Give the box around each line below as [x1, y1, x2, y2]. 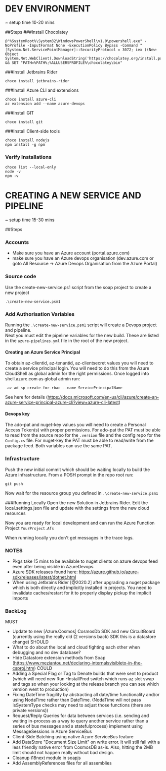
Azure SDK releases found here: [12, 569, 78, 575]
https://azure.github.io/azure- [79, 569, 139, 575]
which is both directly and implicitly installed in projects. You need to [12, 585, 152, 591]
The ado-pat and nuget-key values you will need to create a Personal [5, 422, 146, 428]
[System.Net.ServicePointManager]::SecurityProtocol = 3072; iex [5, 47, 142, 52]
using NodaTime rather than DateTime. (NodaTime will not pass [12, 697, 141, 703]
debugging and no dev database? [12, 650, 81, 655]
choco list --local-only [5, 165, 56, 170]
